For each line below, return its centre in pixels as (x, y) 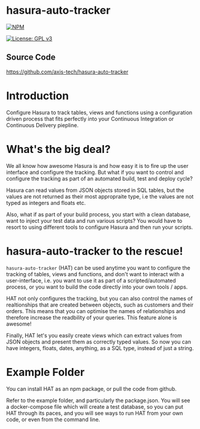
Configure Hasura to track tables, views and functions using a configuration (99, 112)
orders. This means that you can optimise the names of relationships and (96, 311)
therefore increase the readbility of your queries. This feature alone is (92, 317)
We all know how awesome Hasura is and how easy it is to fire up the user (97, 166)
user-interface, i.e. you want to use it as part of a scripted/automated (91, 280)
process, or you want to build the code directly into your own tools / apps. (97, 287)
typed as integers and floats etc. (46, 203)
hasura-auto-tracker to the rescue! (95, 251)
